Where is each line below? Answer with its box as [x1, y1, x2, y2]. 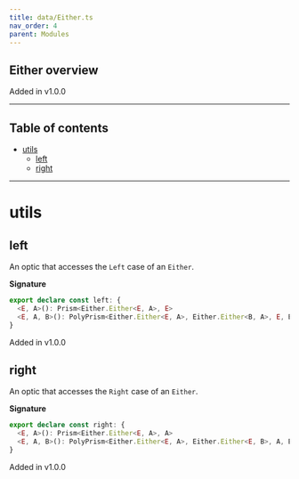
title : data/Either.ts [9, 12, 93, 22]
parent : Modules [9, 29, 69, 38]
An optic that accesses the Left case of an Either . [9, 262, 194, 272]
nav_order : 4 [9, 21, 58, 30]
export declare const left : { [9, 296, 122, 304]
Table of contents [9, 120, 109, 135]
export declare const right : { [9, 420, 125, 430]
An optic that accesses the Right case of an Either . [9, 386, 198, 397]
